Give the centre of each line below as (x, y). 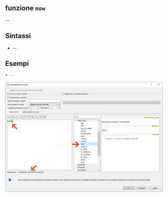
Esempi (17, 64)
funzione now (25, 8)
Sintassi (18, 36)
